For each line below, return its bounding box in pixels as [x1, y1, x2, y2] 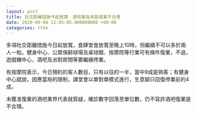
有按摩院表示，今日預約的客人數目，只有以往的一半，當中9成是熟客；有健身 [6, 68, 189, 76]
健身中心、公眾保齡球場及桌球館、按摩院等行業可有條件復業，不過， [26, 49, 191, 56]
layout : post [6, 8, 38, 15]
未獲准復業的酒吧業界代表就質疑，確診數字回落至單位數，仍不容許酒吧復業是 [6, 96, 191, 103]
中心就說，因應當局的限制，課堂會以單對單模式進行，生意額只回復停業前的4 [6, 76, 189, 83]
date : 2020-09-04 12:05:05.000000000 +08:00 [6, 19, 117, 25]
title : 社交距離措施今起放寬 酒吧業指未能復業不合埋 [6, 14, 121, 20]
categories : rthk [6, 25, 49, 31]
